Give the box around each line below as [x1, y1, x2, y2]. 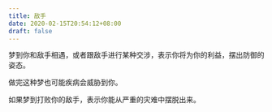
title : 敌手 [8, 11, 46, 20]
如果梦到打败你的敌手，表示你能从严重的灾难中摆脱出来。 [8, 95, 201, 105]
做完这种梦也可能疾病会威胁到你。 [8, 78, 123, 88]
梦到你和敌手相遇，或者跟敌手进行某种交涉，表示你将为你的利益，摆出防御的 [8, 50, 265, 60]
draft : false [8, 27, 53, 35]
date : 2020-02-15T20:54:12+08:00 [8, 19, 122, 28]
